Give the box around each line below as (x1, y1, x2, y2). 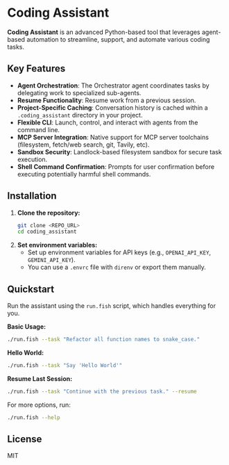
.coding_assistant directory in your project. (17, 111, 143, 119)
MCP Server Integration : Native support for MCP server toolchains (17, 133, 210, 141)
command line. (17, 125, 60, 133)
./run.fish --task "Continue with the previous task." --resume (7, 388, 197, 395)
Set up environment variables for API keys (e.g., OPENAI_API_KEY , (27, 248, 212, 256)
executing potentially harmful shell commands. (17, 170, 151, 178)
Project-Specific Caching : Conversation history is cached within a (17, 103, 208, 112)
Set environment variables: (17, 241, 98, 250)
